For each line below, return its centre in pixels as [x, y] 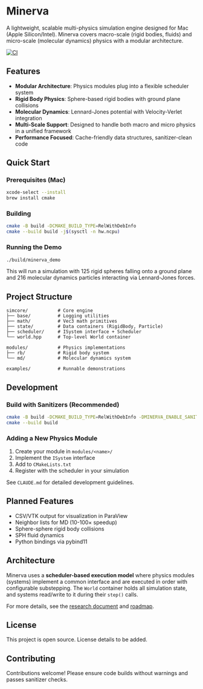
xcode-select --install [36, 192]
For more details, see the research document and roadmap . [80, 606]
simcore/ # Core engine [50, 311]
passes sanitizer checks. [37, 680]
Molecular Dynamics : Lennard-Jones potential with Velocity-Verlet [98, 112]
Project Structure [39, 296]
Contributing [31, 658]
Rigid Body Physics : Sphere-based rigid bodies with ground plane [98, 99]
